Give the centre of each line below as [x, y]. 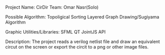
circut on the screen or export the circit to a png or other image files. [77, 47]
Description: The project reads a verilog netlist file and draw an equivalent [82, 41]
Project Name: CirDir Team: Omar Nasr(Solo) [52, 7]
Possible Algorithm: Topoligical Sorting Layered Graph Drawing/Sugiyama [82, 17]
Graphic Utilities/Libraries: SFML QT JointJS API [55, 32]
